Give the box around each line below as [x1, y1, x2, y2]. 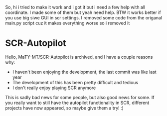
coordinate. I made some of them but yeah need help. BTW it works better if [5, 9, 161, 15]
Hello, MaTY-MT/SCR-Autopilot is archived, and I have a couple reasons [5, 54, 153, 60]
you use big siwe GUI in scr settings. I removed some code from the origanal [5, 15, 163, 20]
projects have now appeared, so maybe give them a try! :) [5, 105, 124, 111]
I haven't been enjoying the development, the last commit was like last [12, 69, 157, 75]
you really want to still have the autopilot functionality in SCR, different [5, 100, 150, 106]
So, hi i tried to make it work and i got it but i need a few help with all [5, 4, 146, 10]
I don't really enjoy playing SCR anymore [12, 85, 96, 91]
